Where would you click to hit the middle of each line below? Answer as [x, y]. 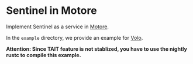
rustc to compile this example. [44, 55]
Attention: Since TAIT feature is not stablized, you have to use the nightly [96, 49]
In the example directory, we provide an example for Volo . [75, 37]
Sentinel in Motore [52, 11]
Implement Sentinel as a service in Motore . [58, 27]
